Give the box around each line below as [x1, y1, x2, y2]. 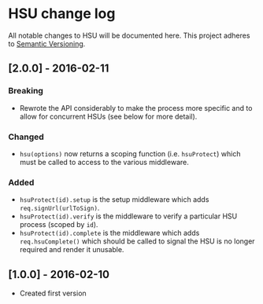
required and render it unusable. [19, 245, 124, 255]
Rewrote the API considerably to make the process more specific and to [19, 103, 253, 112]
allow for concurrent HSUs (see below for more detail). [19, 112, 198, 121]
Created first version [19, 288, 87, 299]
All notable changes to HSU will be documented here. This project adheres [8, 31, 250, 40]
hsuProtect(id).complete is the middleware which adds [19, 229, 200, 238]
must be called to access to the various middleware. [19, 157, 189, 167]
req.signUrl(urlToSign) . [19, 203, 100, 213]
